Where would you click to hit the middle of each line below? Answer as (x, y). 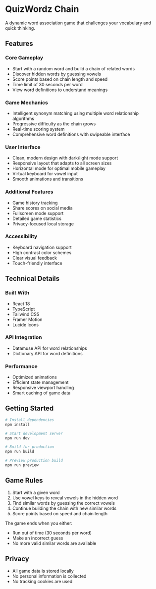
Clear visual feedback (34, 258)
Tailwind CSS (26, 314)
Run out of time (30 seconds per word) (52, 533)
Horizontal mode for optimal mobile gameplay (59, 168)
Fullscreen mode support (38, 213)
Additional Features (29, 192)
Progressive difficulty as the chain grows (54, 124)
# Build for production (30, 447)
